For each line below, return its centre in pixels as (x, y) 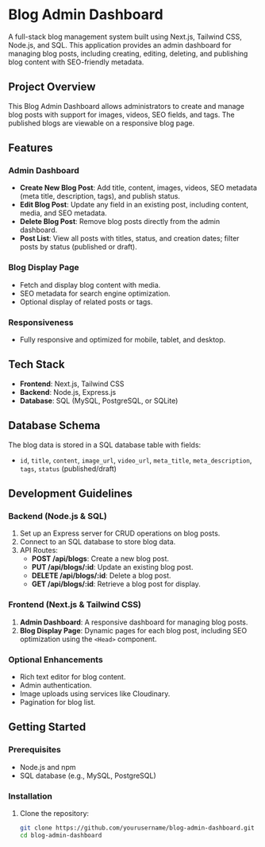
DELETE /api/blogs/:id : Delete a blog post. (102, 576)
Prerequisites (35, 750)
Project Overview (52, 87)
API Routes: (38, 551)
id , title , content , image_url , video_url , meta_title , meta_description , (136, 460)
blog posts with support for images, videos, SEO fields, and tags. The (122, 114)
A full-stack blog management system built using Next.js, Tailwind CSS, (125, 37)
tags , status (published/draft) (68, 468)
